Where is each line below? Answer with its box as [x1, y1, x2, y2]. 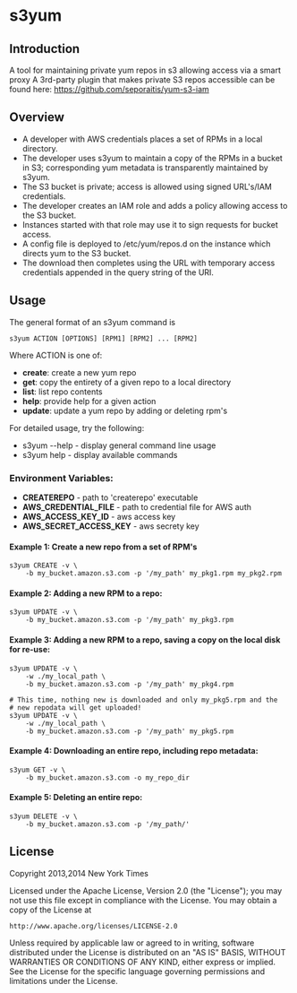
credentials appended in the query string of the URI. [21, 266, 215, 278]
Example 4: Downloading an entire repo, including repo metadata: [9, 746, 259, 756]
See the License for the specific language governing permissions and [9, 965, 266, 977]
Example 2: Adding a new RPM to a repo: [9, 588, 163, 599]
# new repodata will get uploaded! [9, 703, 142, 712]
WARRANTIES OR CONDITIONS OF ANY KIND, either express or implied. [9, 956, 276, 967]
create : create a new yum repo [21, 367, 137, 377]
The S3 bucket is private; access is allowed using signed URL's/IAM [21, 181, 273, 192]
